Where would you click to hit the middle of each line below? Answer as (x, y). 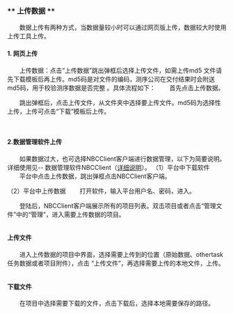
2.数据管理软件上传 (35, 142)
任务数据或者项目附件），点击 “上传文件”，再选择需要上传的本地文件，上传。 (114, 263)
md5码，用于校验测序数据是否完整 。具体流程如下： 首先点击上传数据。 (116, 88)
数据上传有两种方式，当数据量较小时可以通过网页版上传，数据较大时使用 (123, 28)
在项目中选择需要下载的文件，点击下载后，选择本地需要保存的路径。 (116, 304)
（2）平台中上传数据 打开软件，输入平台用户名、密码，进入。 (102, 191)
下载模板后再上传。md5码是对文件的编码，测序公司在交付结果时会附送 (114, 79)
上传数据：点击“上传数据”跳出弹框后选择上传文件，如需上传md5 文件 (118, 70)
